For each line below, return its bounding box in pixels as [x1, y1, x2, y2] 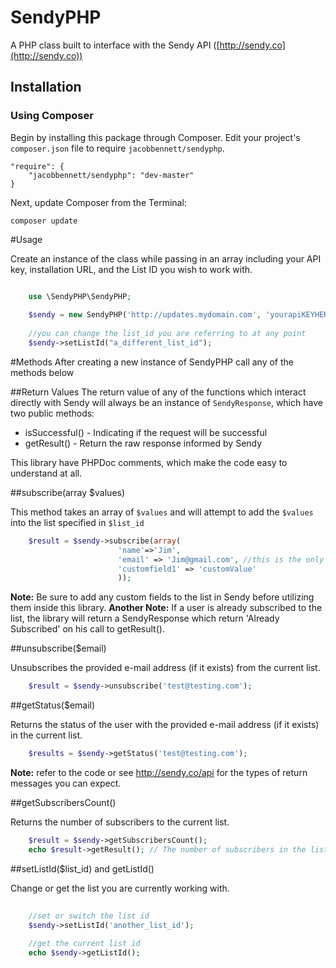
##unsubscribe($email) [10, 642, 107, 655]
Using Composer [10, 109, 94, 123]
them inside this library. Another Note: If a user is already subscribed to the [10, 602, 323, 614]
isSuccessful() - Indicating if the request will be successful [24, 426, 268, 438]
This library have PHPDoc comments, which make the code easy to [10, 456, 288, 468]
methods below [10, 366, 75, 378]
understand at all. [10, 467, 83, 479]
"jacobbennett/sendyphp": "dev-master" [28, 170, 195, 180]
